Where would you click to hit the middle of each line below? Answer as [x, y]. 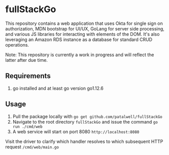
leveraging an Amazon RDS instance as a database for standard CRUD [79, 40]
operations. [17, 45]
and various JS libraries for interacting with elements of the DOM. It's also [82, 34]
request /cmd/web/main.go [32, 147]
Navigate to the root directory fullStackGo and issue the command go [85, 122]
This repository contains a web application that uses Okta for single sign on [84, 23]
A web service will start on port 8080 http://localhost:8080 [76, 131]
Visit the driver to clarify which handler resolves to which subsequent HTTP [84, 141]
